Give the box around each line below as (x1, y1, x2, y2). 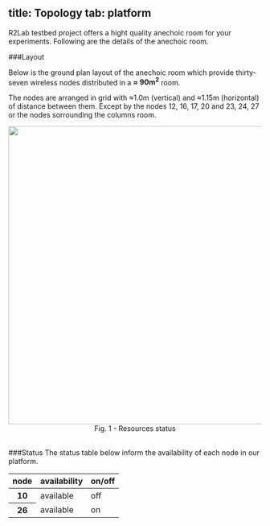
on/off (91, 475, 115, 487)
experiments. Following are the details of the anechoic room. (8, 36, 209, 46)
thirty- (235, 68, 257, 77)
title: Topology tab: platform (8, 6, 152, 20)
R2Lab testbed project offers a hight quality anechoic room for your (8, 27, 231, 37)
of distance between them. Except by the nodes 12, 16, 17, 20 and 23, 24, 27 (8, 101, 260, 111)
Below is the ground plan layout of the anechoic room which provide (8, 68, 235, 77)
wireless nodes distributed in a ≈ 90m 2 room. (30, 76, 181, 87)
